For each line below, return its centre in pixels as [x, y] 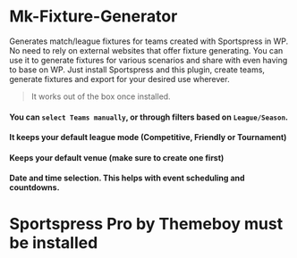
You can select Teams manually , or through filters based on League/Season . [149, 117]
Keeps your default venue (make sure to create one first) [117, 157]
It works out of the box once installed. [101, 96]
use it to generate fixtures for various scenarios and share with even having [148, 60]
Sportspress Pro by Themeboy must [146, 224]
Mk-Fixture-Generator [93, 17]
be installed [54, 242]
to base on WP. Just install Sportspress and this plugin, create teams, [137, 70]
